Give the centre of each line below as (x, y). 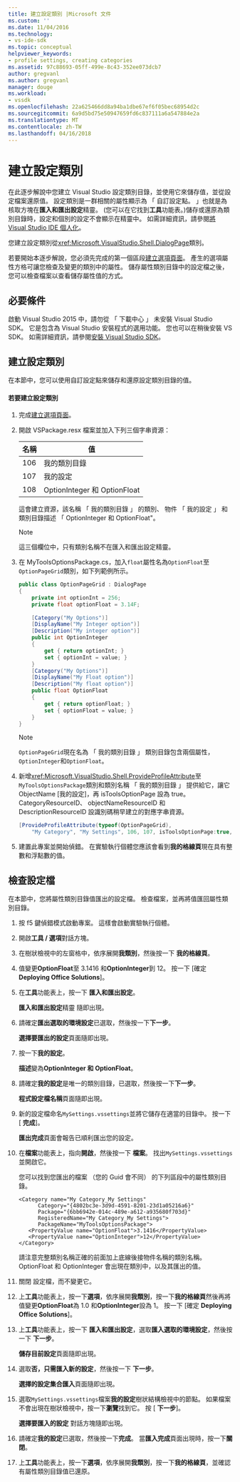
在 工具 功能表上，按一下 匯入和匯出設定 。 (79, 992)
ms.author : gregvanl (39, 80)
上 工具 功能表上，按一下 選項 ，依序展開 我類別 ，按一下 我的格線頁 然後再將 (124, 1296)
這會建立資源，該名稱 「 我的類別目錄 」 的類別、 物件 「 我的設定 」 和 (123, 509)
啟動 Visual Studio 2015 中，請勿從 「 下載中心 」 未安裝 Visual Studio (110, 319)
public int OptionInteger (70, 638)
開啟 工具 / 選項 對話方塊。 (56, 938)
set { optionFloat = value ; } (89, 711)
